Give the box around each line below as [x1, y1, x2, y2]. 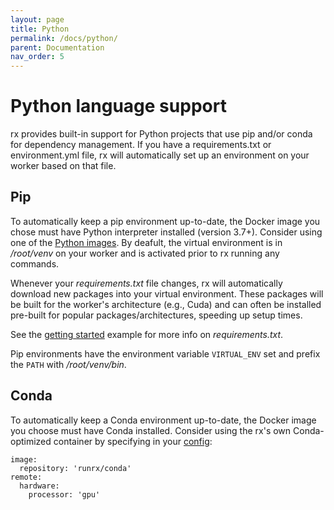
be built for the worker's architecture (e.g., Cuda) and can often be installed [10, 298, 322, 310]
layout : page [10, 14, 65, 25]
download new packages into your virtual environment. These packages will [10, 287, 324, 300]
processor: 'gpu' [28, 489, 101, 500]
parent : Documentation [10, 42, 105, 53]
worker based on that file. [10, 160, 117, 172]
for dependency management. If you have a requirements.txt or [10, 139, 272, 151]
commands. [10, 257, 60, 270]
